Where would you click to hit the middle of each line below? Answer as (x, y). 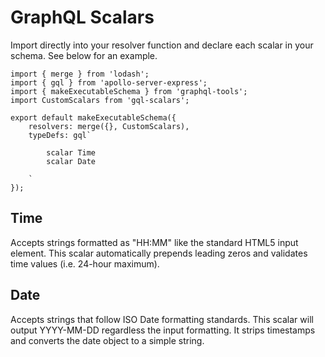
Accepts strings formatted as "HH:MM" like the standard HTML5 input (154, 242)
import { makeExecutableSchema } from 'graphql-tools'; (129, 91)
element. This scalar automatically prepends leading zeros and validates (159, 253)
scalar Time (71, 152)
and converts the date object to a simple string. (107, 340)
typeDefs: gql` (60, 135)
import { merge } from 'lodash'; (80, 74)
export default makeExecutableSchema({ (93, 117)
